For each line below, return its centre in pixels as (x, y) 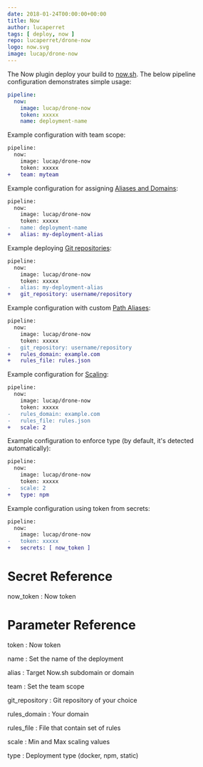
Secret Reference (60, 577)
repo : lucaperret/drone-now (49, 41)
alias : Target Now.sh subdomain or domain (71, 672)
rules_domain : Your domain (48, 713)
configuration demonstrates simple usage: (69, 81)
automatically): (29, 448)
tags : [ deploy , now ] (41, 34)
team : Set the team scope (46, 686)
